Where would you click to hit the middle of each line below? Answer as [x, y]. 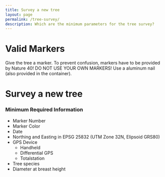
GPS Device [25, 142]
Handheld [30, 147]
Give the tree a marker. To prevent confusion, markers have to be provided [83, 63]
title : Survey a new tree [32, 10]
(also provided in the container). [39, 74]
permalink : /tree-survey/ [32, 19]
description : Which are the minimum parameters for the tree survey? [80, 24]
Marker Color [26, 126]
